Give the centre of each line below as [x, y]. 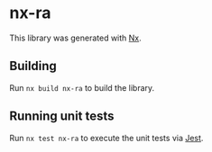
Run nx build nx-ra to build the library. [82, 87]
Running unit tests [62, 116]
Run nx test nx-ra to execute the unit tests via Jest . [106, 138]
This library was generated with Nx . [75, 38]
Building [33, 66]
